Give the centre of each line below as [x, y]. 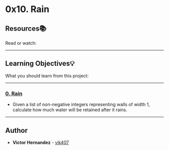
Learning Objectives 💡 [40, 64]
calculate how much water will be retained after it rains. [70, 110]
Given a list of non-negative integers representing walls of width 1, [81, 105]
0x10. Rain [27, 9]
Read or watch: [21, 43]
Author [16, 130]
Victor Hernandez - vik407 [41, 142]
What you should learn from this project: [47, 76]
